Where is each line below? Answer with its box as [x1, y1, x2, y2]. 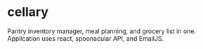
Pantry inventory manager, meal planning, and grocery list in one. [7, 27, 197, 35]
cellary [7, 4, 49, 20]
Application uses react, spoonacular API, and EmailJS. [7, 34, 164, 42]
